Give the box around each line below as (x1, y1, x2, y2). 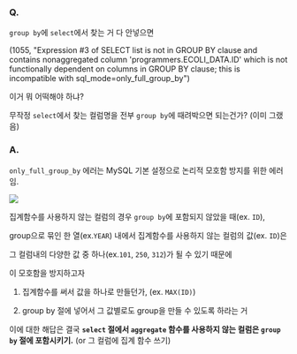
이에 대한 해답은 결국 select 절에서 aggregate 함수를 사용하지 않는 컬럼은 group (9, 324, 281, 335)
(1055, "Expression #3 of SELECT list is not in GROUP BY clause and (9, 45, 258, 56)
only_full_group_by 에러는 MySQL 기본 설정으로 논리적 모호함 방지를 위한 (9, 165, 268, 176)
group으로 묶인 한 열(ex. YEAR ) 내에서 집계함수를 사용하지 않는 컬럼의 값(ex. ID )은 (9, 230, 287, 240)
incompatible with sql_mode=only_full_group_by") (9, 73, 190, 84)
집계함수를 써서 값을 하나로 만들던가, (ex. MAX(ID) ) (21, 286, 196, 297)
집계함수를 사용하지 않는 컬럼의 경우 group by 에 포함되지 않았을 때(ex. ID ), (9, 211, 265, 222)
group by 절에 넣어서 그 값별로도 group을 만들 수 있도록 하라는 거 (21, 305, 248, 315)
